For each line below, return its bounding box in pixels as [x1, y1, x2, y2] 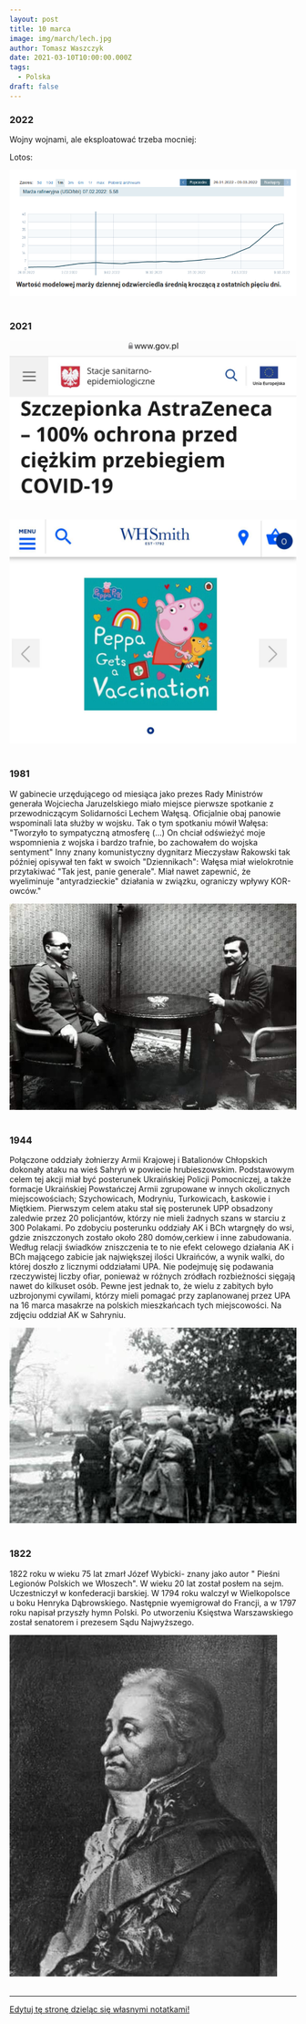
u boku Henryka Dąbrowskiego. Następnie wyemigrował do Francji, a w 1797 [9, 1597, 297, 1608]
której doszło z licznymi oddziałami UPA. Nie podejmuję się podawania [9, 1261, 274, 1271]
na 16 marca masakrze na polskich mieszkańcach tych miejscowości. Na [9, 1300, 282, 1311]
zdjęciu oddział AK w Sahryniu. [9, 1309, 126, 1320]
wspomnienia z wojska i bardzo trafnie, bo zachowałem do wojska [9, 836, 258, 847]
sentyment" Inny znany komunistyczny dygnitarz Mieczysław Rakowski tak [9, 846, 291, 857]
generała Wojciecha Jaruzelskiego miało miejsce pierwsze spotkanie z [9, 798, 274, 809]
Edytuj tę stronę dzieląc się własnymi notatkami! [9, 2003, 190, 2015]
